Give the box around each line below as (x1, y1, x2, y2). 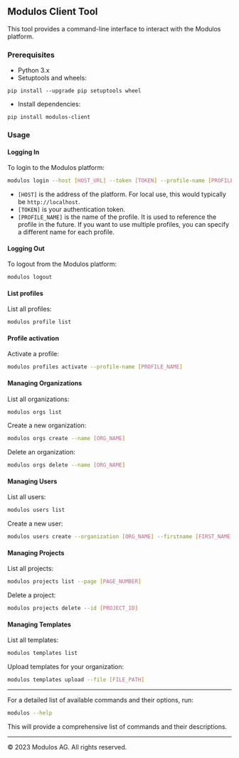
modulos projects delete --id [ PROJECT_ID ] (7, 604, 139, 612)
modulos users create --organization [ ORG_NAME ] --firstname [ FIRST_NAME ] (7, 533, 234, 540)
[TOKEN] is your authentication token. (17, 205, 126, 214)
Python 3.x (17, 66, 50, 75)
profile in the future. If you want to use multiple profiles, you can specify (17, 220, 230, 229)
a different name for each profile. (17, 228, 115, 237)
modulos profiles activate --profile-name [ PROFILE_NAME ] (7, 363, 183, 370)
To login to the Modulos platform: (7, 164, 105, 172)
